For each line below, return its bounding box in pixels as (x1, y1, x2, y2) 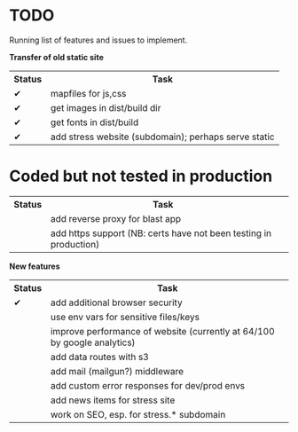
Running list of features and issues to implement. (9, 35, 188, 45)
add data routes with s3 (50, 350, 149, 363)
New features (9, 261, 60, 271)
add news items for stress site (50, 394, 176, 406)
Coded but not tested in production (9, 166, 273, 186)
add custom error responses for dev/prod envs (50, 379, 246, 391)
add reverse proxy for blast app (50, 212, 182, 224)
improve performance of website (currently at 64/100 (50, 325, 275, 337)
